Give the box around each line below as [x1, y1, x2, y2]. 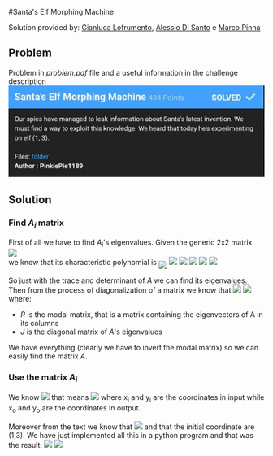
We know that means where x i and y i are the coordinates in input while [8, 393, 265, 405]
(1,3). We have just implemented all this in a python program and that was [8, 430, 254, 440]
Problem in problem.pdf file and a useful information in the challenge [8, 67, 238, 77]
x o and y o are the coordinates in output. [8, 403, 141, 415]
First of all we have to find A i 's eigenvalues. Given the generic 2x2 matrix [8, 237, 253, 249]
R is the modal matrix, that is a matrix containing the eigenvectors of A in [19, 309, 264, 319]
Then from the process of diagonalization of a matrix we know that [8, 284, 232, 295]
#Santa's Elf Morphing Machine [8, 7, 115, 16]
